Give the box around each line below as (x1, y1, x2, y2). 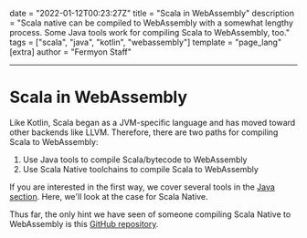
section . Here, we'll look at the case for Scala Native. (9, 191, 208, 202)
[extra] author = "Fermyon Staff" (9, 47, 132, 57)
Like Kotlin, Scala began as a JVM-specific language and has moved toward (9, 117, 296, 128)
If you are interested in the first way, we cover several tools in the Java (9, 181, 276, 192)
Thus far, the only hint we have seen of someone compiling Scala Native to (9, 209, 291, 220)
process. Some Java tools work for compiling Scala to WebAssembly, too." (9, 27, 291, 37)
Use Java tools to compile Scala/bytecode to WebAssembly (22, 154, 248, 165)
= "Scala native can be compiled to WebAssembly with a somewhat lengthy (9, 17, 294, 28)
